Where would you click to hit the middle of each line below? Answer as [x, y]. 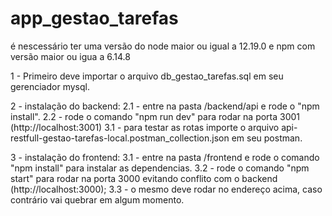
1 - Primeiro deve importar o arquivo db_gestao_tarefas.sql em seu [147, 76]
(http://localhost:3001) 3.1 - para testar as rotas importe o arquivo [145, 127]
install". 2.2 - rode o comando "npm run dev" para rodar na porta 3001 [155, 116]
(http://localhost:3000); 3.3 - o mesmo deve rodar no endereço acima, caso [166, 189]
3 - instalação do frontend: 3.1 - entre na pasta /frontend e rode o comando [165, 157]
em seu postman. [267, 138]
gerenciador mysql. [50, 86]
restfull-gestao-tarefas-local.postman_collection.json [120, 138]
